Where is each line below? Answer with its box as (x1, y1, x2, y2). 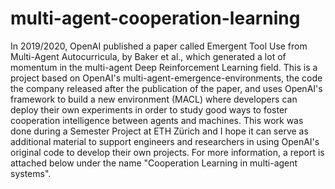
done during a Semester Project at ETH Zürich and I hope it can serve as (10, 125, 309, 137)
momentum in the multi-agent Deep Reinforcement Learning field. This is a (10, 61, 318, 73)
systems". (10, 167, 52, 179)
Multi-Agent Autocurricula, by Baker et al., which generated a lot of (10, 50, 287, 62)
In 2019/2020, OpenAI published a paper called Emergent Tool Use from (10, 40, 308, 52)
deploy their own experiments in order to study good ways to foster (10, 103, 288, 116)
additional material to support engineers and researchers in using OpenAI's (10, 135, 320, 147)
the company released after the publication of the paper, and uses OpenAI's (10, 82, 323, 94)
